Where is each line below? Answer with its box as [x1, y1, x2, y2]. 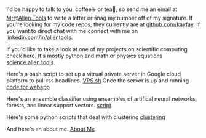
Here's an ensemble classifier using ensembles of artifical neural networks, [6, 95, 197, 103]
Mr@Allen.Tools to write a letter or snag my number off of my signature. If [6, 15, 193, 21]
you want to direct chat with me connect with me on [6, 27, 138, 34]
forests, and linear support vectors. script [6, 102, 112, 109]
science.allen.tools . [6, 59, 55, 66]
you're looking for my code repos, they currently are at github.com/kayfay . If [6, 21, 200, 28]
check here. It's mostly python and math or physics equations [6, 52, 163, 59]
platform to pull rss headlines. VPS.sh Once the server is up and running [6, 77, 189, 84]
